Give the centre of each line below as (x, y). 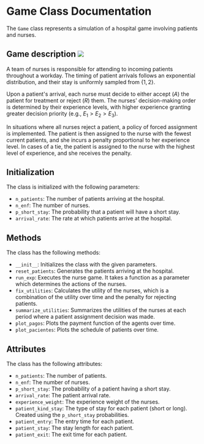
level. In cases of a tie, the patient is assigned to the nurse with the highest (100, 146)
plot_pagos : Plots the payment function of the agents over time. (95, 323)
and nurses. (21, 34)
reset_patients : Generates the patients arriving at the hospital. (95, 271)
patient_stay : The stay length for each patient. (74, 427)
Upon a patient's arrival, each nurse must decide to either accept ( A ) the (98, 94)
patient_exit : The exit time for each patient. (71, 434)
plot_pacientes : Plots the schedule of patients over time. (87, 330)
